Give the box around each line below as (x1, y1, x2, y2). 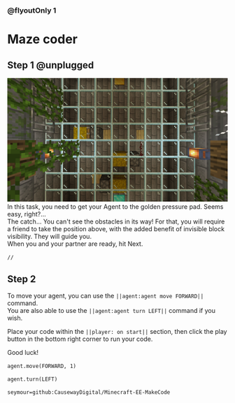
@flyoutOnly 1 (7, 6, 57, 15)
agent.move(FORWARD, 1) (7, 362, 77, 370)
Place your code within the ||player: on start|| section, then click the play (7, 328, 227, 336)
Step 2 (7, 273, 36, 285)
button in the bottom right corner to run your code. (7, 335, 153, 344)
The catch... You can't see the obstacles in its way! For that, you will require (7, 217, 225, 226)
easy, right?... (7, 210, 47, 219)
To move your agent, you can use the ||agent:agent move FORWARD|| (7, 292, 204, 300)
